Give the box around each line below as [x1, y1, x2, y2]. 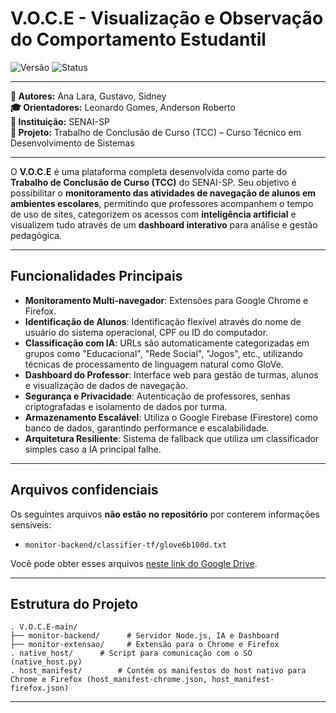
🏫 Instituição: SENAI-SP [10, 115, 110, 127]
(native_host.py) [10, 657, 83, 667]
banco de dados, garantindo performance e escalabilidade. [24, 422, 270, 434]
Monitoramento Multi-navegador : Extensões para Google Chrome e [24, 294, 309, 306]
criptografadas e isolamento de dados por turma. [24, 400, 228, 412]
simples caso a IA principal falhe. [24, 443, 162, 455]
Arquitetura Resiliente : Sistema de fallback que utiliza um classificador [24, 432, 320, 444]
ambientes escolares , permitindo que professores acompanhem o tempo [10, 197, 314, 209]
